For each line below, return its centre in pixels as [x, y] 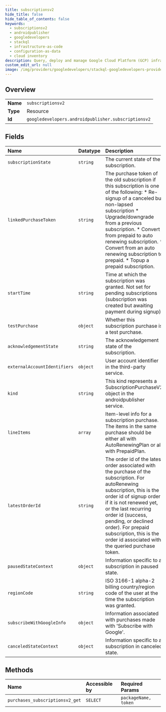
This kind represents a [131, 381]
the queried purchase [130, 546]
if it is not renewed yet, [132, 502]
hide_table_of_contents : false [37, 19]
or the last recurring [128, 509]
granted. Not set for [128, 287]
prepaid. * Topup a [127, 260]
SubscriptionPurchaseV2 [134, 387]
